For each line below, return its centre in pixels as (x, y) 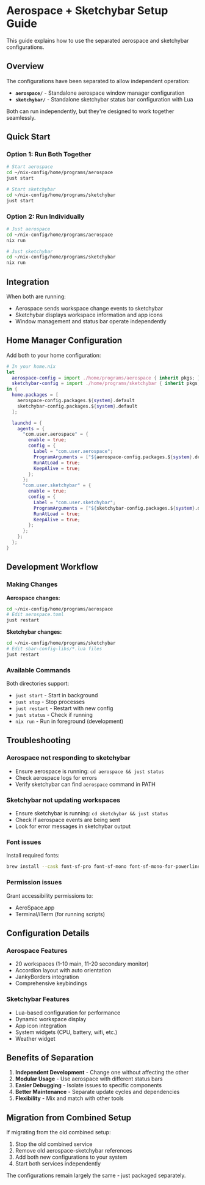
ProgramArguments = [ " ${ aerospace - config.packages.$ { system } (113, 457)
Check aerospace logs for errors (56, 777)
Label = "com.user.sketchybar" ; (74, 502)
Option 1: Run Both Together (49, 155)
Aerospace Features (37, 950)
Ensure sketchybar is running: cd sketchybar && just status (92, 813)
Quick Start (28, 137)
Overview (25, 66)
